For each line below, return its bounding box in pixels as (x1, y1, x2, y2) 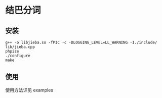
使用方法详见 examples (5, 87, 54, 93)
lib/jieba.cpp (5, 44, 35, 50)
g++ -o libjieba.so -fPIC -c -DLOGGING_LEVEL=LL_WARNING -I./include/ (5, 40, 157, 45)
